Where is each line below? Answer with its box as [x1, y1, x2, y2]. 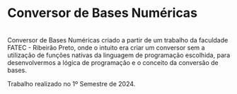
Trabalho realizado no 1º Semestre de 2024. [7, 79, 136, 88]
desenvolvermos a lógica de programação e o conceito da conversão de [7, 58, 219, 66]
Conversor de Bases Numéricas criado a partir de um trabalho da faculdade [7, 35, 229, 44]
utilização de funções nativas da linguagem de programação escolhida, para [7, 51, 231, 59]
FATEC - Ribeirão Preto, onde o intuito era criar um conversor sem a [7, 43, 205, 52]
